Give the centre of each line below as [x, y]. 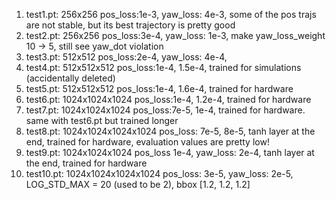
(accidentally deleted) [70, 78]
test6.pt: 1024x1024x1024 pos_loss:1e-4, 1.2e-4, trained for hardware [168, 99]
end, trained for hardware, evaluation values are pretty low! [147, 142]
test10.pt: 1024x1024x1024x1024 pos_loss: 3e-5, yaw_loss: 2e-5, [159, 173]
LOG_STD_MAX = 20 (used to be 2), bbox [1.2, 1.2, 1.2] [138, 184]
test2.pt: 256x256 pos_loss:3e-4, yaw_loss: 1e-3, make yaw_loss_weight [175, 35]
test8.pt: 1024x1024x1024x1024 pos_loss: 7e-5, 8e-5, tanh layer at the [170, 131]
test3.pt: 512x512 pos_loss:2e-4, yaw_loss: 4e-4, [126, 57]
